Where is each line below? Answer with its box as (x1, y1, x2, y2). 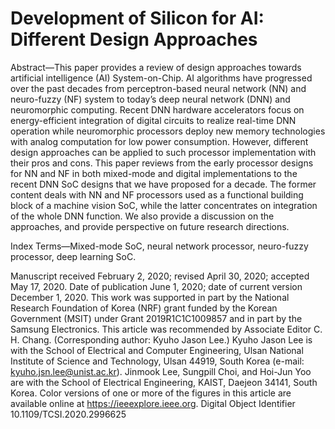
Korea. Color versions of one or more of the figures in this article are (10, 387, 292, 399)
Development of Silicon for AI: (10, 7, 265, 30)
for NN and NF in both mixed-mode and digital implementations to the (10, 167, 298, 179)
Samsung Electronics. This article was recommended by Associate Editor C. (10, 323, 323, 335)
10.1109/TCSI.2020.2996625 (10, 408, 127, 420)
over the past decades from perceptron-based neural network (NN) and (10, 82, 307, 94)
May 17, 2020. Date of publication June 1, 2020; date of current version (10, 280, 303, 292)
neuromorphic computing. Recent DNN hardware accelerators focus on (10, 103, 305, 116)
